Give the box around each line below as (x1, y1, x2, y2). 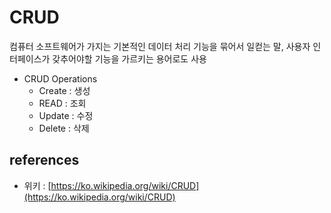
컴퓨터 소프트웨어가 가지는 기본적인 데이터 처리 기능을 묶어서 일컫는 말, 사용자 (9, 40, 311, 52)
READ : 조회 (38, 97, 87, 109)
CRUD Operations (23, 72, 98, 85)
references (9, 152, 80, 169)
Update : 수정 (38, 109, 94, 121)
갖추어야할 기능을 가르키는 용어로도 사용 (52, 52, 207, 65)
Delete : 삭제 (38, 122, 90, 134)
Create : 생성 (38, 84, 91, 96)
